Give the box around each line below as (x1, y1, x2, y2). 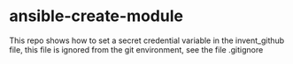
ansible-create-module (9, 6, 184, 26)
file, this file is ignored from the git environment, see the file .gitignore (9, 44, 264, 54)
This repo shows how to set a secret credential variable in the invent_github (9, 35, 285, 46)
